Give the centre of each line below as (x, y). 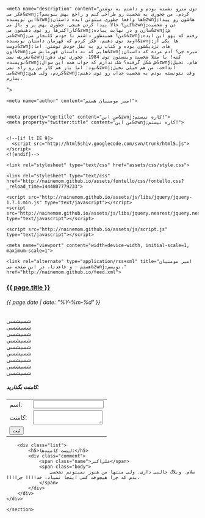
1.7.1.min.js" (24, 202)
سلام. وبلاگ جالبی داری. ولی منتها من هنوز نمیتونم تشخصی (122, 472)
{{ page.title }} (28, 287)
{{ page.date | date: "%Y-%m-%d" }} (53, 302)
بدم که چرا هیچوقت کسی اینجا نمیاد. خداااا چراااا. (73, 478)
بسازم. (15, 78)
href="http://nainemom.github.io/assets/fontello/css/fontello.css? (95, 181)
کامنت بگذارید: (23, 387)
